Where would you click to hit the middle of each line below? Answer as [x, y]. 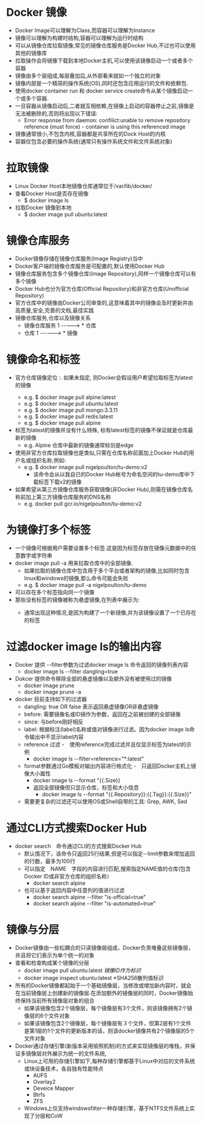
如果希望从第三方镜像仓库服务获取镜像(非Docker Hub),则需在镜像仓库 [101, 489]
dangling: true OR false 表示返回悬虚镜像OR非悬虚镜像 [91, 706]
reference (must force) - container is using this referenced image [105, 126]
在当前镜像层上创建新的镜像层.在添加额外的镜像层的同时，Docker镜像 [101, 993]
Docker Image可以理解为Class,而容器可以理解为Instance [85, 30]
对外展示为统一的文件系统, [74, 1053]
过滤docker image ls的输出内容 [84, 647]
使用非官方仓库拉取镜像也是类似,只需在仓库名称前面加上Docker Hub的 [102, 452]
